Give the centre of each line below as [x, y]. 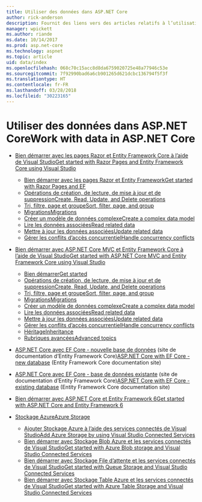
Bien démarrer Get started [56, 274]
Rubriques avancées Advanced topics [70, 338]
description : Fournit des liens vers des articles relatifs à [86, 23]
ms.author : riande [29, 34]
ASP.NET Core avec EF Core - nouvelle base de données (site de [95, 349]
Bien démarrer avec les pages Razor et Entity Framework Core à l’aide [101, 155]
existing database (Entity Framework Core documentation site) [92, 387]
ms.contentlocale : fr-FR [37, 85]
